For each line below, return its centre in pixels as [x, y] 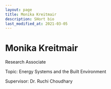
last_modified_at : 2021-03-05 [37, 24]
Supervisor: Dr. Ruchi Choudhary [39, 81]
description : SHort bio [30, 19]
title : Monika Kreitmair [31, 14]
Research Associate [26, 62]
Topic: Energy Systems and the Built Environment [56, 72]
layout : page [19, 10]
